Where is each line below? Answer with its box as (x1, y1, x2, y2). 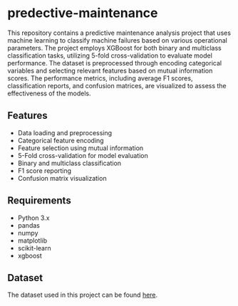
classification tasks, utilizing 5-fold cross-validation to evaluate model (7, 51, 212, 60)
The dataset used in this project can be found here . (7, 290, 158, 300)
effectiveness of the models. (7, 89, 91, 97)
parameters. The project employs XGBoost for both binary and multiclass (7, 43, 222, 52)
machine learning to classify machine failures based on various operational (7, 36, 228, 44)
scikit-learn (17, 243, 51, 252)
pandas (17, 221, 41, 229)
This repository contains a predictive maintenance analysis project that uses (7, 28, 232, 37)
